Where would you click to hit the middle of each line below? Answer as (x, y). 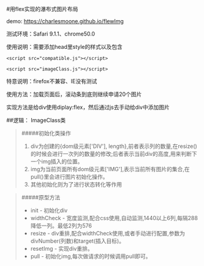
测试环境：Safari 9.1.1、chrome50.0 (51, 34)
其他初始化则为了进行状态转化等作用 (76, 184)
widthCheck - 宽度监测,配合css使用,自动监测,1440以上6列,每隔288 (114, 218)
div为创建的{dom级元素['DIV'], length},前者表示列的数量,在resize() (114, 146)
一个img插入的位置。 (57, 161)
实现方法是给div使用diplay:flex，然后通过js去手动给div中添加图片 (88, 107)
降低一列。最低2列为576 (61, 226)
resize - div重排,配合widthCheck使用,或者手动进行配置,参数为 (108, 233)
